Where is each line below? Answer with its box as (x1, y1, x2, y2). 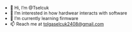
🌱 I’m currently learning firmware (10, 15, 79, 21)
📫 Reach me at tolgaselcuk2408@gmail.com (10, 21, 104, 27)
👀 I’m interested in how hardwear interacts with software (10, 10, 127, 16)
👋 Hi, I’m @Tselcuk (10, 5, 49, 10)
